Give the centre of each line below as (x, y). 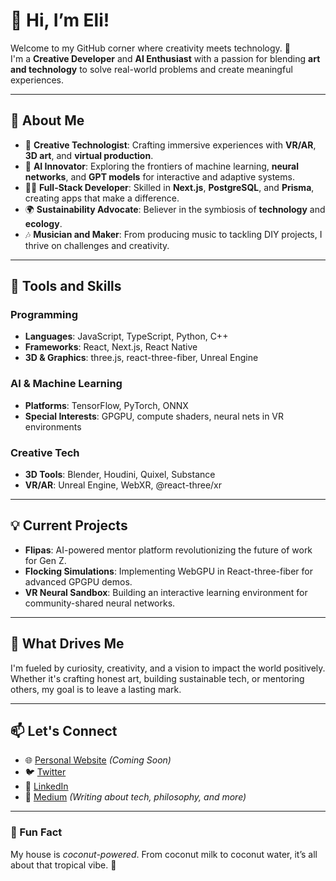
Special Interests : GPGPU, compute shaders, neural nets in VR (154, 416)
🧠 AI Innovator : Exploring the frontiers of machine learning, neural (161, 166)
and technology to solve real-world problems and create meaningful (151, 69)
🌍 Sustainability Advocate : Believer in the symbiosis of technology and (175, 209)
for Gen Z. (45, 560)
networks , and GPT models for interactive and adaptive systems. (159, 176)
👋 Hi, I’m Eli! (60, 20)
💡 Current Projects (69, 525)
